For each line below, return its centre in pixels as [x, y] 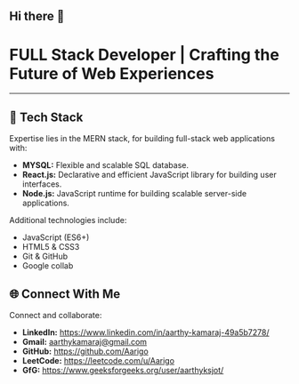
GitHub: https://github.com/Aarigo [85, 351]
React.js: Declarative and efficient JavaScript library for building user [149, 175]
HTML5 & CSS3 [51, 247]
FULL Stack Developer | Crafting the [145, 55]
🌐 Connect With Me [65, 294]
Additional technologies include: [68, 220]
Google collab [48, 266]
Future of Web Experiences [112, 73]
